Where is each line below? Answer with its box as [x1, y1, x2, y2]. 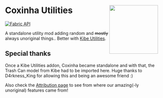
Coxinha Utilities [5, 5, 73, 16]
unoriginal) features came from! [5, 87, 68, 93]
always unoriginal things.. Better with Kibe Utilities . [5, 35, 107, 41]
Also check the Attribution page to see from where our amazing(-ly [5, 82, 139, 88]
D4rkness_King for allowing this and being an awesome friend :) [5, 73, 133, 79]
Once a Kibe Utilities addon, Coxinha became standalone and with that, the [5, 62, 155, 68]
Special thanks [5, 49, 51, 58]
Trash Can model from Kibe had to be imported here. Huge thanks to [5, 67, 142, 73]
